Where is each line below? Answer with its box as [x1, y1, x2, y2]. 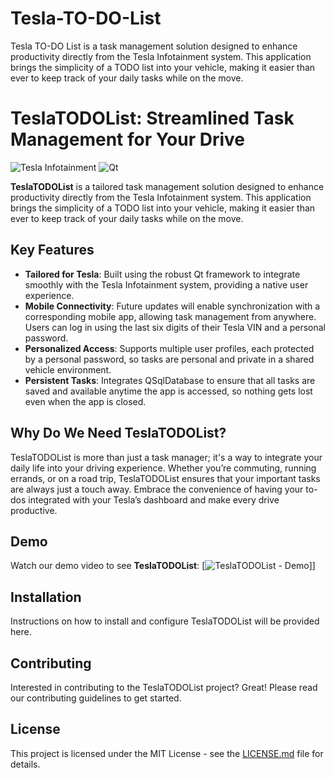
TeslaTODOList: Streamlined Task [10, 107, 295, 130]
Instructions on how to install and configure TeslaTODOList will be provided [10, 615, 320, 627]
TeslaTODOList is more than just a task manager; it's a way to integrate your [10, 451, 323, 463]
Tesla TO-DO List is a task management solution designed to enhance [10, 40, 298, 52]
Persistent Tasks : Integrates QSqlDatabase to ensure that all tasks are [24, 374, 316, 386]
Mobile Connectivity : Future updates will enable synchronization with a [24, 300, 321, 312]
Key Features [10, 242, 95, 259]
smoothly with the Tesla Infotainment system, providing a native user [24, 278, 309, 291]
